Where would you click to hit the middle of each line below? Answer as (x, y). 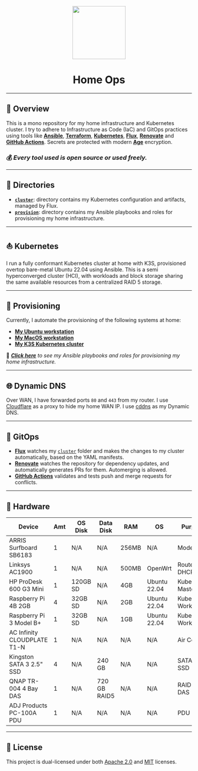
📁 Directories (30, 185)
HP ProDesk (26, 582)
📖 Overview (28, 109)
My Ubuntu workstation (44, 332)
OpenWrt (159, 568)
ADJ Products (28, 706)
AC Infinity (24, 632)
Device (29, 526)
